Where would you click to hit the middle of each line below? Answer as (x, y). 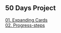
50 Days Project (30, 8)
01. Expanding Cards (26, 20)
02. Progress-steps (25, 25)
